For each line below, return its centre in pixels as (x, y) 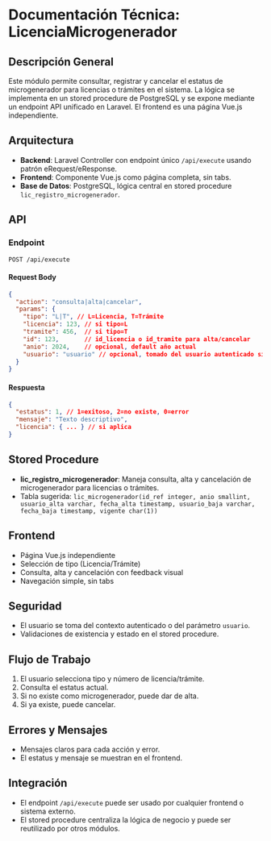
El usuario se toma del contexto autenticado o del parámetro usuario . (135, 626)
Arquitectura (41, 141)
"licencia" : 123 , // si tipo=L (75, 324)
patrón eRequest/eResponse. (69, 169)
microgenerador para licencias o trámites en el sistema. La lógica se (122, 90)
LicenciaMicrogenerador (93, 32)
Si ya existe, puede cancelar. (68, 705)
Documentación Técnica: (94, 15)
